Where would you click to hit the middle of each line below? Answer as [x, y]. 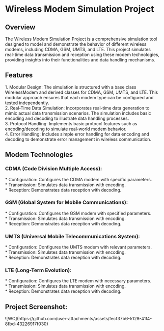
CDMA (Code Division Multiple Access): [54, 169]
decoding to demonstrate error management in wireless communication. [78, 139]
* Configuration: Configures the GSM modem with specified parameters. [78, 213]
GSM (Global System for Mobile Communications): [67, 202]
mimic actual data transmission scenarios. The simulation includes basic [78, 113]
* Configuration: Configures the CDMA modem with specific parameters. [79, 179]
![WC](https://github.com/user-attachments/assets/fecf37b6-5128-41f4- [79, 319]
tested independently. [27, 103]
